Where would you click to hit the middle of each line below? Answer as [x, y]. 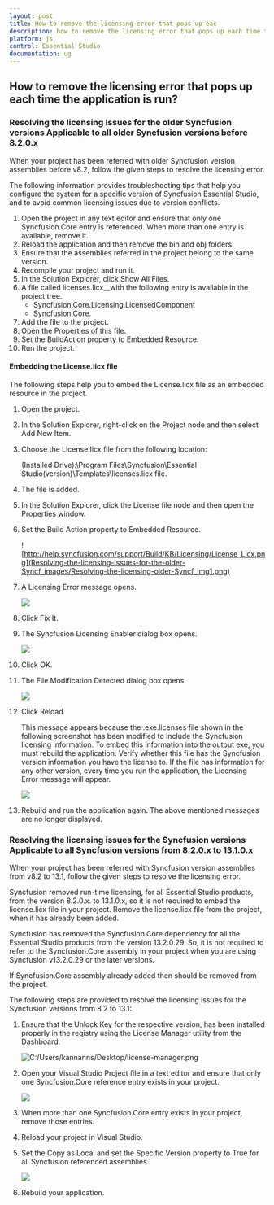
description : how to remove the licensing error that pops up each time [135, 31]
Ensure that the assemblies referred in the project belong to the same [137, 252]
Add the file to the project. [65, 321]
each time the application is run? [94, 100]
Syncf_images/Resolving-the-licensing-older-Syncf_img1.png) [126, 571]
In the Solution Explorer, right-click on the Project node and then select [140, 425]
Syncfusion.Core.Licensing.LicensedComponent [114, 304]
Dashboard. [41, 1041]
